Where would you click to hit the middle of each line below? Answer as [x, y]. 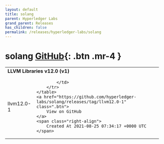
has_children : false [26, 28]
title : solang [20, 14]
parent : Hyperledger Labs [31, 18]
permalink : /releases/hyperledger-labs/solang [53, 32]
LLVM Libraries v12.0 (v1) [39, 71]
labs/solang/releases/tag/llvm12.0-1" [82, 102]
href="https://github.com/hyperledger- [90, 97]
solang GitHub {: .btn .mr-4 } [63, 56]
